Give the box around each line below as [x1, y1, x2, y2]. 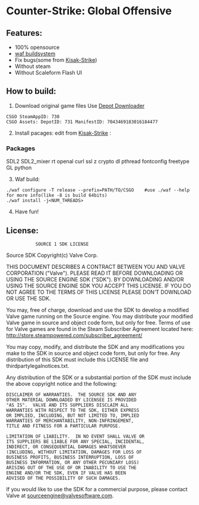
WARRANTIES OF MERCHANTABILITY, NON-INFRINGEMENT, [6, 417, 134, 424]
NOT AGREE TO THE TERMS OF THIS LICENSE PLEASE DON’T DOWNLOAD [6, 288, 192, 296]
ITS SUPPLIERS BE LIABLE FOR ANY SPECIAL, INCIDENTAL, [6, 438, 145, 445]
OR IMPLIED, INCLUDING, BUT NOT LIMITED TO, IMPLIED [6, 413, 140, 419]
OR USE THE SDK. [6, 295, 51, 302]
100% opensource [14, 44, 60, 51]
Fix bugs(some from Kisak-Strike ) [14, 57, 97, 63]
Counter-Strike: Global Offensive [6, 4, 172, 18]
